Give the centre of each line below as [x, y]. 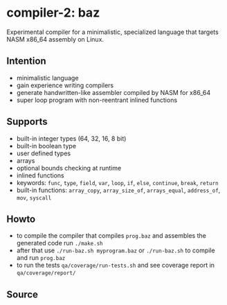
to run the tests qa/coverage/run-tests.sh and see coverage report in [116, 265]
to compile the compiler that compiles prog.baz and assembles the [111, 236]
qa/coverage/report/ [46, 273]
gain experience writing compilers [65, 85]
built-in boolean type [46, 146]
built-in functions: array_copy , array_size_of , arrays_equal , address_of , [118, 190]
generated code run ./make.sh [60, 243]
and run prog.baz [41, 258]
